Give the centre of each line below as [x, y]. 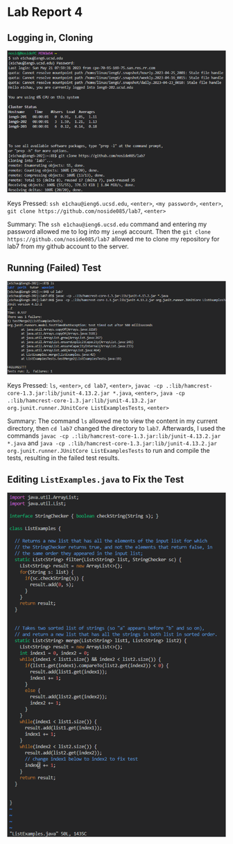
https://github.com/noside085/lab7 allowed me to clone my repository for [113, 239]
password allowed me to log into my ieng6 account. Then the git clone [109, 231]
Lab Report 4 [45, 12]
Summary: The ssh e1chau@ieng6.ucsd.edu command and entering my [107, 224]
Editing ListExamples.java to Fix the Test [96, 480]
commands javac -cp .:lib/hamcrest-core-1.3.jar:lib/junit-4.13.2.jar [114, 436]
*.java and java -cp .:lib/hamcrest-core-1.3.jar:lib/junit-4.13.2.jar [112, 443]
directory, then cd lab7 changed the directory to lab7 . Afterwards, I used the [116, 428]
